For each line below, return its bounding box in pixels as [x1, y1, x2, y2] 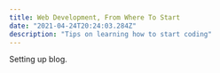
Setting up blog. [9, 54, 68, 65]
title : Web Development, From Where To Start [9, 12, 180, 22]
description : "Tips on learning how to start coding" [9, 29, 213, 38]
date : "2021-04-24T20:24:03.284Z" [9, 21, 137, 30]
